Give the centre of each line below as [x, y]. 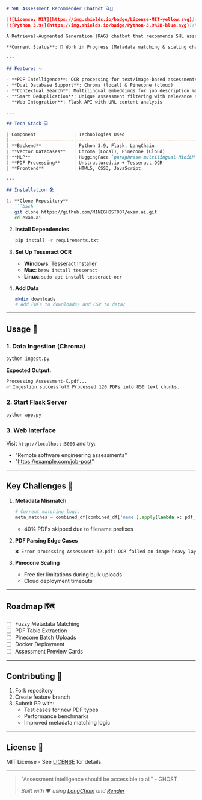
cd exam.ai [28, 218]
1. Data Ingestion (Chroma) [46, 346]
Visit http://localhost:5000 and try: [51, 444]
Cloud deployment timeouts [58, 581]
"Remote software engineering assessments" [71, 455]
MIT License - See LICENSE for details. [55, 762]
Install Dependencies [42, 229]
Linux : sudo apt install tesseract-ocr [73, 276]
